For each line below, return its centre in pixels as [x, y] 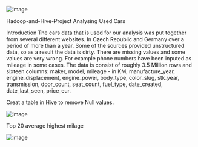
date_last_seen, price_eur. [39, 90]
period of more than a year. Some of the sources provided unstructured [95, 46]
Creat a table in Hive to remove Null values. [60, 102]
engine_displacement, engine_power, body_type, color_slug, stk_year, [93, 78]
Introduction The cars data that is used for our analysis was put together [97, 33]
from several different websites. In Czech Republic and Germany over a [95, 39]
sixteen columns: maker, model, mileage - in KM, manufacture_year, [91, 71]
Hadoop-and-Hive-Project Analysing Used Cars [66, 21]
